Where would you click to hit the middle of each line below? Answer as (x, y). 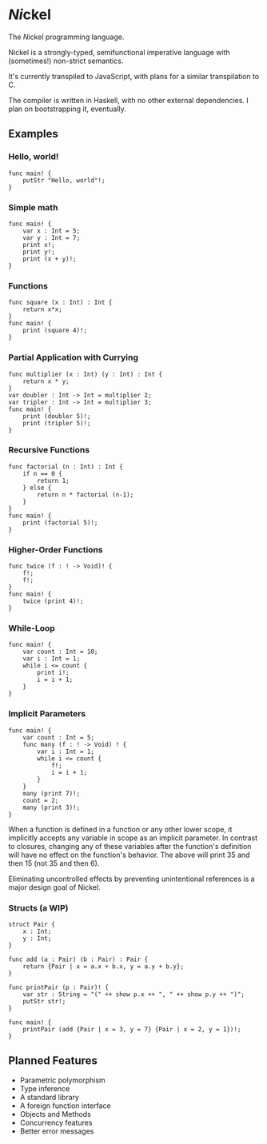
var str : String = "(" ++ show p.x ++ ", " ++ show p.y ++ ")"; (134, 995)
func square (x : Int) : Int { (60, 303)
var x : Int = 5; (52, 231)
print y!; (39, 252)
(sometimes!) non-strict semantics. (66, 61)
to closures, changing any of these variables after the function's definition (130, 846)
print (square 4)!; (55, 331)
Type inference (45, 1088)
